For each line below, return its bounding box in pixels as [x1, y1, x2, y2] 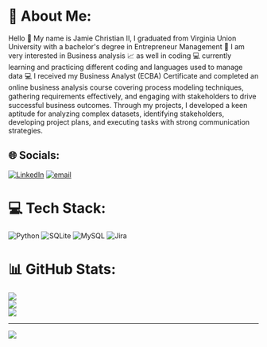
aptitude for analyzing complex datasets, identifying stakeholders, [8, 109, 225, 118]
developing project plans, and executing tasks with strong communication [8, 117, 250, 126]
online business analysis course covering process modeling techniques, [8, 83, 244, 92]
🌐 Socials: [8, 148, 60, 162]
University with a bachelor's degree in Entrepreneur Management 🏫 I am [8, 41, 245, 51]
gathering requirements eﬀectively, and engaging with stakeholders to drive [8, 91, 257, 101]
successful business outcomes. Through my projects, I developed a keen [8, 100, 248, 110]
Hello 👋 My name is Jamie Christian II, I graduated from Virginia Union [8, 33, 237, 43]
